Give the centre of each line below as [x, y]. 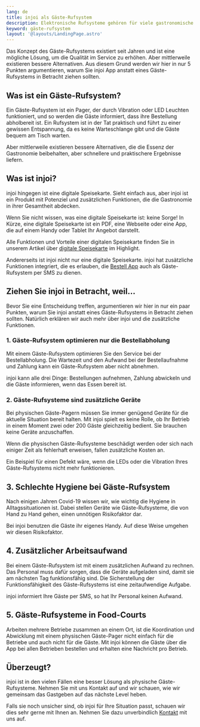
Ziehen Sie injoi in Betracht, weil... [71, 292]
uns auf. [16, 719]
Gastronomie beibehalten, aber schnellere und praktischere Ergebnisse [94, 153]
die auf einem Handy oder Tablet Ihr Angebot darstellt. [73, 230]
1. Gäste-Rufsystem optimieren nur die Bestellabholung [88, 341]
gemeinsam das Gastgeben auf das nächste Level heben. [77, 695]
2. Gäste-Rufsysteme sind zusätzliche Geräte [74, 399]
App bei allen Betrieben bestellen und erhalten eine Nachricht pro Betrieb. [97, 648]
